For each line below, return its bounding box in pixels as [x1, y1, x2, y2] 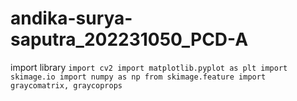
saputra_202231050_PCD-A [10, 28, 249, 51]
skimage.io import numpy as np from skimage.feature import [10, 72, 267, 82]
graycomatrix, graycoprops [10, 80, 123, 91]
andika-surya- [10, 7, 133, 30]
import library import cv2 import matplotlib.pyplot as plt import [10, 61, 288, 73]
